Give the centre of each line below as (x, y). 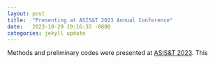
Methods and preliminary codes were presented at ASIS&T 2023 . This (107, 53)
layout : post (26, 14)
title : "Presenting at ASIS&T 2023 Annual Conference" (90, 20)
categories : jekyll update (46, 33)
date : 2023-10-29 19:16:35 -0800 (59, 26)
